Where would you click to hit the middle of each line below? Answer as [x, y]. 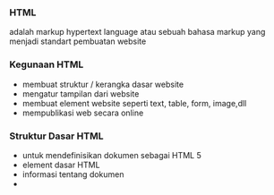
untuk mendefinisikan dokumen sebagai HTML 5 [111, 155]
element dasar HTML [61, 165]
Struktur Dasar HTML [56, 136]
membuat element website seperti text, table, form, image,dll [134, 103]
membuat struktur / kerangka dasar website [103, 84]
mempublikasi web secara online [83, 113]
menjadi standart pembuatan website [78, 41]
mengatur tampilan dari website [81, 93]
